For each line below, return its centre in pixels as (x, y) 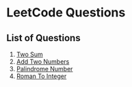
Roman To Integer (41, 76)
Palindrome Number (44, 69)
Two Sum (30, 54)
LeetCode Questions (66, 13)
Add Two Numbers (43, 62)
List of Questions (43, 38)
